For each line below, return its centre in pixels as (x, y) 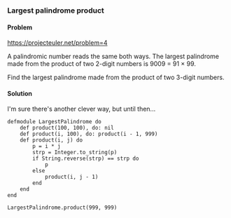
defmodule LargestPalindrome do (54, 122)
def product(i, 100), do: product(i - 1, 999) (89, 134)
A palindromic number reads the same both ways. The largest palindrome (113, 56)
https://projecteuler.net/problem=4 (57, 43)
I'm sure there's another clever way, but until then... (82, 109)
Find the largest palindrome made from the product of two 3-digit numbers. (116, 77)
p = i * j (47, 147)
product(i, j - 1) (71, 177)
